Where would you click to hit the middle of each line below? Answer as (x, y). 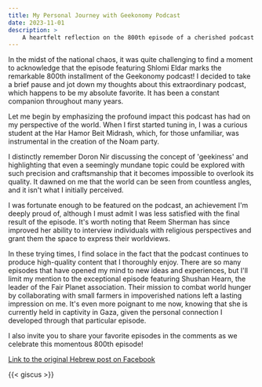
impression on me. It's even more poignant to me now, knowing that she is (128, 304)
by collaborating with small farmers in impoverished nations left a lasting (125, 296)
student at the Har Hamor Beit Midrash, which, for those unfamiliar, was (124, 133)
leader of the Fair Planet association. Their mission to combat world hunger (130, 287)
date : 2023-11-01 (36, 23)
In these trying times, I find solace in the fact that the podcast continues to (128, 254)
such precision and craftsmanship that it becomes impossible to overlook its (131, 173)
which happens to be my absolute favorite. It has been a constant (114, 93)
